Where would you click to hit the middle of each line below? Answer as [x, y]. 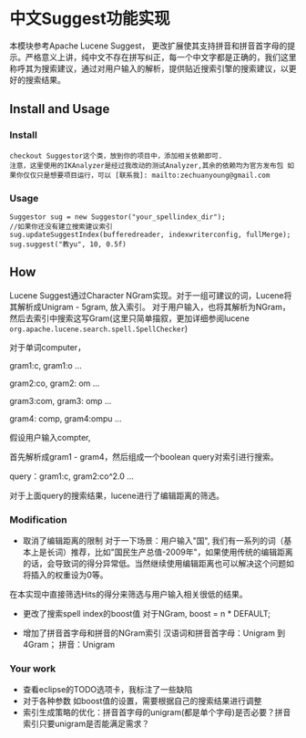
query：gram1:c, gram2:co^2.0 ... [72, 476]
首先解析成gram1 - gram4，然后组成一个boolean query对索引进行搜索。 [144, 456]
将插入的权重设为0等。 [65, 575]
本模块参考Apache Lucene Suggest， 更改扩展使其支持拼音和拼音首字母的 [148, 46]
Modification [39, 519]
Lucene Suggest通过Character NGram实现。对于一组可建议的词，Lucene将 [151, 295]
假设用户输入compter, [50, 437]
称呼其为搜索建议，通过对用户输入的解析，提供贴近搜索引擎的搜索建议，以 [149, 68]
